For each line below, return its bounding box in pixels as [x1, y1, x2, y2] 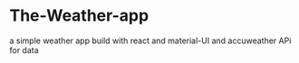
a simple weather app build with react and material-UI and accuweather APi [9, 35, 292, 46]
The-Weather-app [9, 5, 149, 26]
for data [9, 44, 39, 55]
